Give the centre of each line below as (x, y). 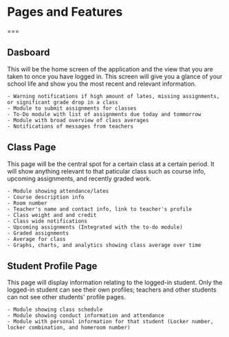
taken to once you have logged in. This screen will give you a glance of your (115, 76)
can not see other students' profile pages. (66, 297)
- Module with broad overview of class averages (78, 120)
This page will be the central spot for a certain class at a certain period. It (111, 164)
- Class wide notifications (47, 221)
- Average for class (37, 239)
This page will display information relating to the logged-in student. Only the (115, 283)
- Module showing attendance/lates (58, 191)
